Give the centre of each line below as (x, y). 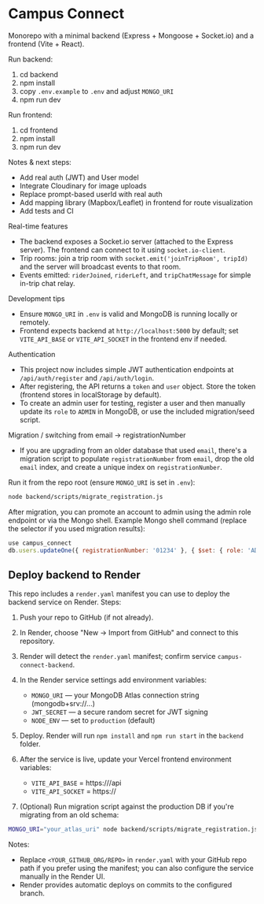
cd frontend (38, 130)
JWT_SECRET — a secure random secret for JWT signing (119, 712)
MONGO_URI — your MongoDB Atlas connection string (115, 695)
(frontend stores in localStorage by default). (90, 394)
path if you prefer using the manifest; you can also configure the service (136, 869)
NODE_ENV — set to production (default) (93, 720)
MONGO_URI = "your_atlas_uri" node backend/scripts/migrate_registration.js (133, 830)
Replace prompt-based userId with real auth (91, 194)
